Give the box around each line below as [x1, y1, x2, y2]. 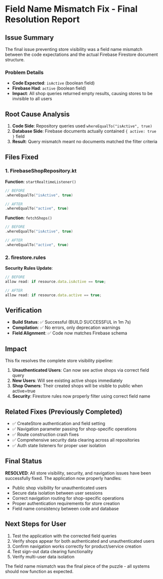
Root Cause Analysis [5, 110, 70, 118]
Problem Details [5, 69, 44, 76]
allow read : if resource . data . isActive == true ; [5, 279, 106, 284]
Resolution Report [5, 14, 80, 25]
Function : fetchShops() [5, 215, 52, 221]
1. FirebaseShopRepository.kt [5, 168, 77, 175]
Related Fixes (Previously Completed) [5, 407, 122, 416]
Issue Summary [5, 33, 54, 42]
